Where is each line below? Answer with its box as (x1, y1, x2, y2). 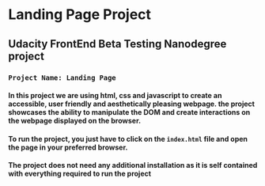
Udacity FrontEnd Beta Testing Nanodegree (8, 37, 227, 51)
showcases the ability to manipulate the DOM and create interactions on (8, 108, 251, 117)
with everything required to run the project (8, 169, 152, 179)
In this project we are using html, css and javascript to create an (8, 91, 222, 101)
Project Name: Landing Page (8, 73, 116, 82)
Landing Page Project (8, 6, 152, 24)
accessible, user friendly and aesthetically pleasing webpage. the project (8, 99, 256, 108)
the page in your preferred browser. (8, 142, 128, 152)
